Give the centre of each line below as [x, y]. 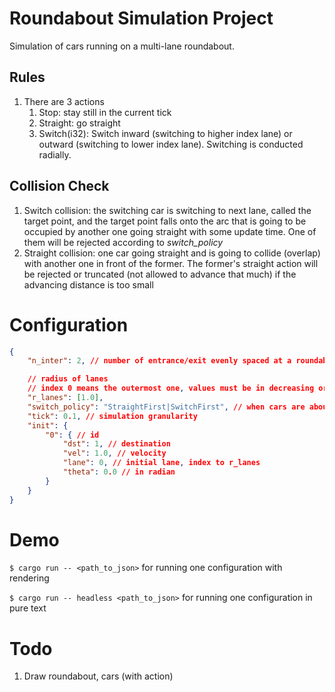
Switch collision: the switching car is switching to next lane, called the [167, 210]
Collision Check [59, 186]
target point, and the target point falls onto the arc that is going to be [165, 221]
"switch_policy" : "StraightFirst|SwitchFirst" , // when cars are [166, 407]
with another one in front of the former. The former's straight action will [171, 263]
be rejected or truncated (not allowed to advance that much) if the [160, 274]
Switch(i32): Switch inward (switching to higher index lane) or [165, 133]
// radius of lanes [68, 379]
